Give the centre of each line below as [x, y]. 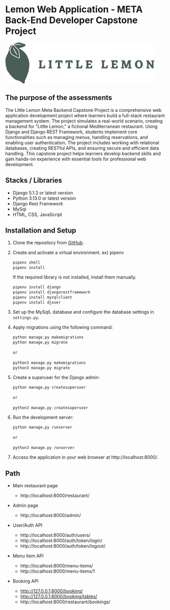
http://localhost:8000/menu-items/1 [58, 571]
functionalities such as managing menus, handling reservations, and [77, 137]
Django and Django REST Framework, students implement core [71, 132]
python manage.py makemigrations [48, 337]
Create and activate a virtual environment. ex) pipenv [68, 253]
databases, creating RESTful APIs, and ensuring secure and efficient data [82, 148]
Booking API [25, 581]
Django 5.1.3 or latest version [43, 193]
